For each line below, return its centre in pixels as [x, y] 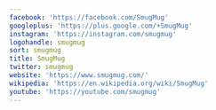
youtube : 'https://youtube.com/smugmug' [85, 91]
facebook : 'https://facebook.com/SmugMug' [89, 17]
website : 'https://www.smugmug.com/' [79, 75]
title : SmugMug [37, 59]
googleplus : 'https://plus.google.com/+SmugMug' [101, 26]
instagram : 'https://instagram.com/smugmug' [93, 34]
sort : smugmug [36, 51]
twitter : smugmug [41, 67]
